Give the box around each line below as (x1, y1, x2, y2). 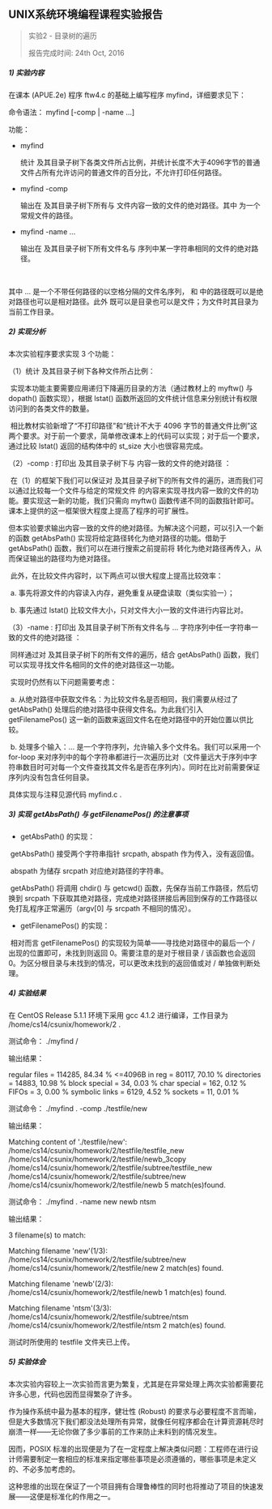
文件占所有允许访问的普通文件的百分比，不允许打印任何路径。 (19, 167, 227, 177)
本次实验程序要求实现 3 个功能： (8, 348, 117, 358)
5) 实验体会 (8, 1357, 46, 1367)
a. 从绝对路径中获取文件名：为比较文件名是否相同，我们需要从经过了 (10, 694, 239, 703)
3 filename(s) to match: (8, 1230, 87, 1240)
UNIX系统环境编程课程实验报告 (8, 7, 164, 22)
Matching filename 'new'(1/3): (8, 1246, 108, 1255)
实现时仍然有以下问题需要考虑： (10, 677, 117, 686)
